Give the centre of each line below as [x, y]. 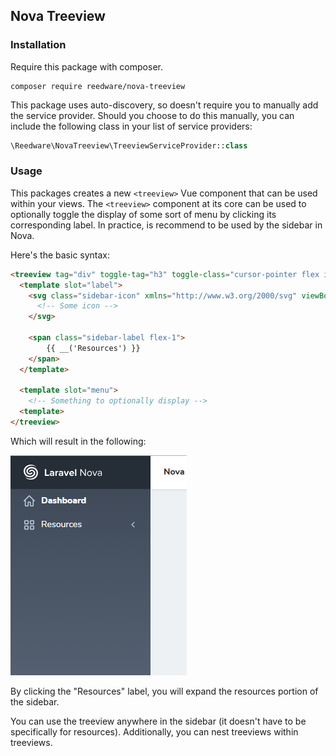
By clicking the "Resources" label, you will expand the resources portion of [164, 691]
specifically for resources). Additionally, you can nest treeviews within [154, 731]
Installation [38, 45]
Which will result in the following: [78, 441]
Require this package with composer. [86, 66]
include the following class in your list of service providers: [131, 126]
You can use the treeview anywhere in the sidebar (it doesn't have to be [158, 721]
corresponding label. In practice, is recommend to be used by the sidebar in [166, 225]
